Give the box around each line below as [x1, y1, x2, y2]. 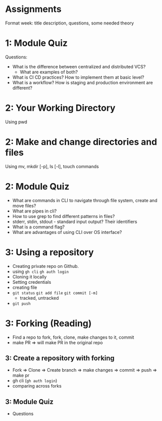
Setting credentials [12, 279, 51, 285]
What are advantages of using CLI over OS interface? [12, 229, 122, 235]
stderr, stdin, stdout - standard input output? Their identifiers [12, 218, 138, 224]
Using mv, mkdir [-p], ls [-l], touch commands [5, 163, 99, 169]
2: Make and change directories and [5, 136, 158, 148]
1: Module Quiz [5, 37, 68, 49]
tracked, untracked [19, 295, 59, 301]
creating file [12, 284, 37, 290]
